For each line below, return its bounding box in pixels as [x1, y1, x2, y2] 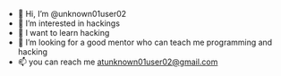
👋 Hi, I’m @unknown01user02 [17, 9, 127, 19]
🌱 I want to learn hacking [17, 28, 110, 38]
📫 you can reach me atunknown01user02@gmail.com [17, 56, 218, 67]
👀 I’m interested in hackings [17, 18, 121, 29]
